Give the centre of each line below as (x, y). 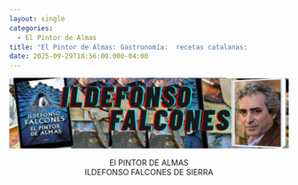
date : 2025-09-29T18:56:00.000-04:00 (79, 56)
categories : (31, 28)
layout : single (37, 19)
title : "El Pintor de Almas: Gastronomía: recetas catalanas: (129, 47)
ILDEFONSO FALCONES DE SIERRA (149, 173)
